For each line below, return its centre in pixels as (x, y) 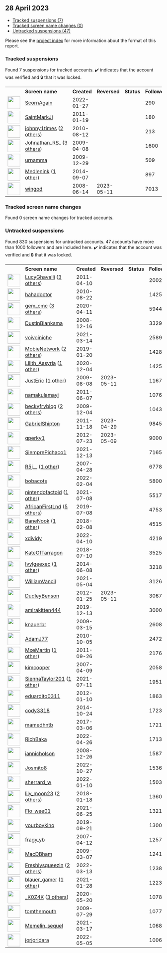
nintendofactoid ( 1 (47, 492)
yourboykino (40, 825)
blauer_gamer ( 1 (44, 879)
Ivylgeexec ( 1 (41, 564)
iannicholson (40, 753)
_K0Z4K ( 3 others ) (47, 897)
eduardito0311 (43, 696)
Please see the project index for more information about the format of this (81, 40)
